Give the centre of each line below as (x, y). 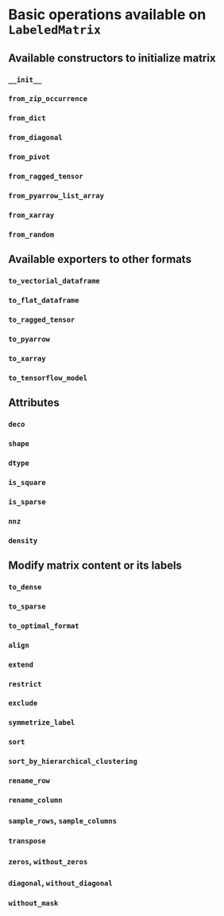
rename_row (29, 781)
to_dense (25, 587)
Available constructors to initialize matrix (112, 58)
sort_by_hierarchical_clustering (73, 761)
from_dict (27, 118)
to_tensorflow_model (48, 378)
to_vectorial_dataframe (54, 281)
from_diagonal (35, 138)
